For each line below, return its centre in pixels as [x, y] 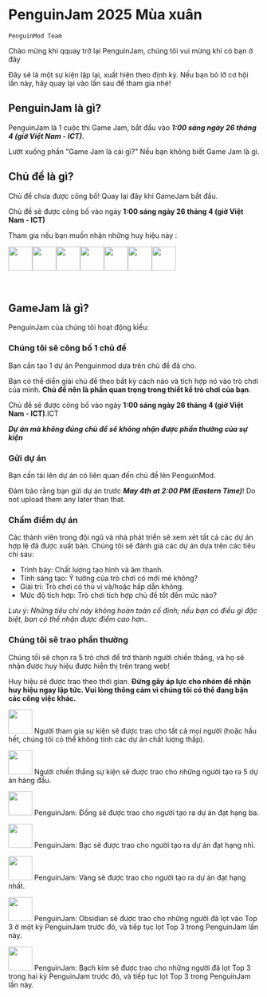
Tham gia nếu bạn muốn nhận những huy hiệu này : [93, 235]
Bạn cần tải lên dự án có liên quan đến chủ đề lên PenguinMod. [112, 475]
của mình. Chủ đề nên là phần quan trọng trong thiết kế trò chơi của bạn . [130, 390]
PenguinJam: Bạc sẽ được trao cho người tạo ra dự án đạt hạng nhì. [145, 845]
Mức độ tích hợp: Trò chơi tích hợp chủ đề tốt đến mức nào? [118, 595]
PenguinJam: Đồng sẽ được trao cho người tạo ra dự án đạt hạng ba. [146, 813]
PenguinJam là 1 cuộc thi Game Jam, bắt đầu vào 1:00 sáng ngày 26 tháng [132, 127]
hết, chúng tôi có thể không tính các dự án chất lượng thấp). [107, 739]
